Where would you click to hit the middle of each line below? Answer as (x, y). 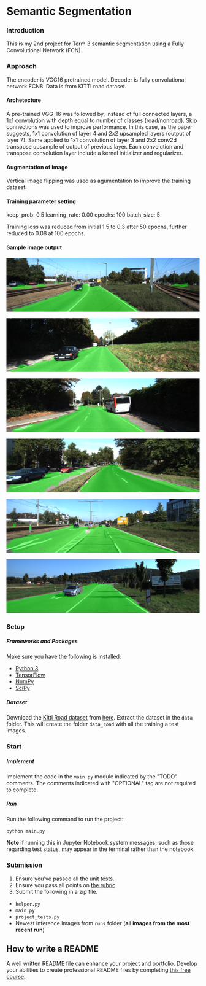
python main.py (26, 831)
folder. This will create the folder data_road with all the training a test (93, 724)
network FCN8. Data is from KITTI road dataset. (67, 86)
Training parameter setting (41, 201)
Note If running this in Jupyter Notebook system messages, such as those (100, 843)
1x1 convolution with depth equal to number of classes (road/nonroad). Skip (102, 120)
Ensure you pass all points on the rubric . (66, 885)
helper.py (28, 904)
